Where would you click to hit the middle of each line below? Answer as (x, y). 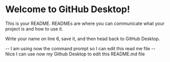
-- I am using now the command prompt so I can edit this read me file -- (80, 48)
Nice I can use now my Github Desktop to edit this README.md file (75, 54)
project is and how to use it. (34, 28)
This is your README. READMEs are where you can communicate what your (85, 23)
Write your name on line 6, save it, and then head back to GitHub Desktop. (83, 39)
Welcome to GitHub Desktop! (68, 9)
